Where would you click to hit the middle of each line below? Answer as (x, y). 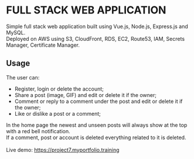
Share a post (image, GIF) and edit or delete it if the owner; (86, 95)
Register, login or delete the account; (59, 89)
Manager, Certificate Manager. (43, 45)
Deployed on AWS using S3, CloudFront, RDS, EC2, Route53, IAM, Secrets (96, 39)
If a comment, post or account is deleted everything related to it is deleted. (96, 137)
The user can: (23, 77)
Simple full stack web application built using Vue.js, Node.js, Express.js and (97, 26)
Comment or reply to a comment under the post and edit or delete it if (98, 101)
